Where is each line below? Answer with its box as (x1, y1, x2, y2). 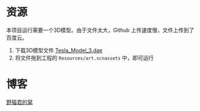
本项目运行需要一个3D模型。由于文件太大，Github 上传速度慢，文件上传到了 (6, 26, 195, 34)
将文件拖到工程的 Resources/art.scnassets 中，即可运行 (14, 54, 154, 61)
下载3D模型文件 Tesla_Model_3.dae (14, 46, 103, 54)
